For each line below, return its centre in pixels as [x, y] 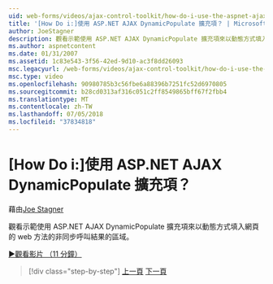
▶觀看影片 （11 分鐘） [45, 254]
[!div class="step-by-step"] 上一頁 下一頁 [97, 271]
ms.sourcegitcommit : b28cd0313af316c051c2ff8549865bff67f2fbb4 [118, 92]
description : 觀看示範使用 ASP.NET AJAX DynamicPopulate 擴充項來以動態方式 [132, 39]
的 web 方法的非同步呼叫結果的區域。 [71, 236]
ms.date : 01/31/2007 [43, 54]
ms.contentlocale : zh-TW [50, 107]
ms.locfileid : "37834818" [52, 122]
